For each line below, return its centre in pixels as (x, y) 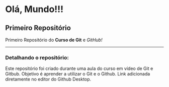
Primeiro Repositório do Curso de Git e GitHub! (54, 40)
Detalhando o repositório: (37, 57)
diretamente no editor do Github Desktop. (48, 79)
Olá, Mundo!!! (34, 9)
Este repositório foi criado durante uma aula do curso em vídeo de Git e (79, 68)
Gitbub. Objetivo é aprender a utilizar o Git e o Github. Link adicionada (78, 74)
